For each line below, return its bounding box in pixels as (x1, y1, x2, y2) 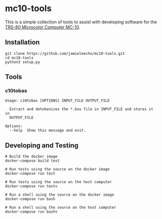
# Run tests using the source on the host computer (5, 180, 112, 185)
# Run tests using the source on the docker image (5, 167, 110, 172)
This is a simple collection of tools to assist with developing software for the (5, 19, 157, 25)
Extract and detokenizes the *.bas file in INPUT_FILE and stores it (9, 107, 153, 112)
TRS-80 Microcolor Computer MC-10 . (5, 24, 80, 30)
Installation (5, 38, 40, 47)
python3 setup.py (5, 59, 40, 65)
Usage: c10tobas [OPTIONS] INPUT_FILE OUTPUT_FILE (5, 98, 110, 103)
